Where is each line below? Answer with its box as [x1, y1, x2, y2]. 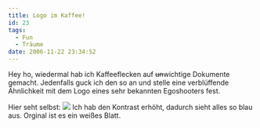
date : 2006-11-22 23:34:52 [8, 48, 96, 56]
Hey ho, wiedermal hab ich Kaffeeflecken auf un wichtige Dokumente [8, 70, 230, 79]
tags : [8, 26, 26, 34]
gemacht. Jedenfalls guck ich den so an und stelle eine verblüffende [8, 78, 229, 87]
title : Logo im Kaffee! [8, 11, 86, 20]
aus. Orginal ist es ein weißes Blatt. [8, 111, 121, 120]
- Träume [15, 41, 44, 49]
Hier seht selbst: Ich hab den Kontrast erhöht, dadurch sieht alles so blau [8, 103, 253, 112]
